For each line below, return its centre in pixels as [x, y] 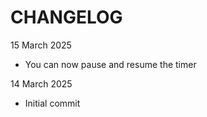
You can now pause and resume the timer [110, 64]
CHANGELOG [66, 17]
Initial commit [52, 103]
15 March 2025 [41, 45]
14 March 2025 [41, 83]
